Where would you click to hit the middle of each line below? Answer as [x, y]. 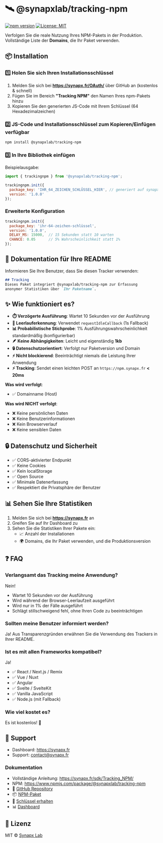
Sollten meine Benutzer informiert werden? [57, 623]
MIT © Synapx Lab [24, 835]
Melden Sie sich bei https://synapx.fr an [53, 518]
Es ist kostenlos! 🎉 [23, 723]
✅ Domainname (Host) [34, 394]
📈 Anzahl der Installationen [47, 534]
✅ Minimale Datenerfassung [40, 482]
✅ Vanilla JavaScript [32, 694]
